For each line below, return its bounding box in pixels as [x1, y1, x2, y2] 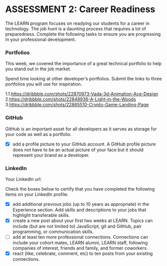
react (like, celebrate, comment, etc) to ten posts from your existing [12, 250, 153, 256]
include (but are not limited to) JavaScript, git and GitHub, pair [12, 224, 142, 230]
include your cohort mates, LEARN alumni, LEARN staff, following [12, 240, 148, 246]
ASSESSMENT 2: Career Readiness [5, 4, 155, 15]
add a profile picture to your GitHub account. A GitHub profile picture [12, 141, 156, 147]
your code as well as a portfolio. [5, 131, 72, 137]
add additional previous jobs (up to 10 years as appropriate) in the [12, 201, 149, 207]
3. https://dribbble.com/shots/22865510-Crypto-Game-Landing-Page [5, 102, 149, 108]
